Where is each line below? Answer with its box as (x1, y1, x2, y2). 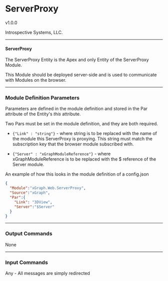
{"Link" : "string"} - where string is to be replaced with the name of (12, 130, 157, 136)
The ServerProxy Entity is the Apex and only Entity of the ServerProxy (5, 57, 149, 63)
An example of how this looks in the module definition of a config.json (5, 171, 149, 177)
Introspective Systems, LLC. (5, 29, 63, 35)
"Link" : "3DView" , (14, 199, 52, 205)
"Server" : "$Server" (14, 204, 55, 209)
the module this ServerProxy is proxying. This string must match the (12, 136, 152, 142)
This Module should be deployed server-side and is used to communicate (5, 72, 157, 78)
